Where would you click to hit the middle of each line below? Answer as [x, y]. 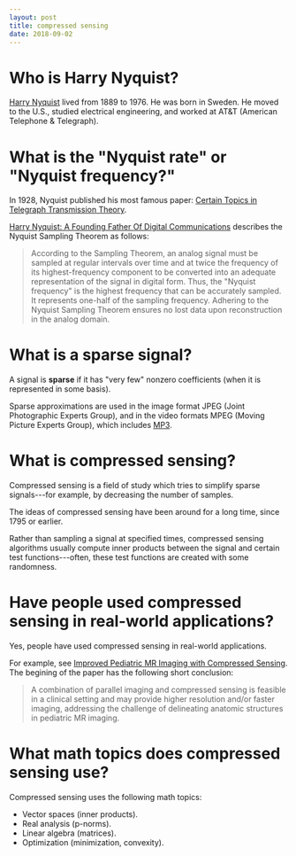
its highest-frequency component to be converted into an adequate [153, 272]
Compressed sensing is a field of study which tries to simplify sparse [135, 486]
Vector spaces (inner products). [80, 814]
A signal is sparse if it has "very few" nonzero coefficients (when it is [135, 380]
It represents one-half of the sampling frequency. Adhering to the [150, 300]
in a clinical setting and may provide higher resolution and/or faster [153, 699]
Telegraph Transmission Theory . [68, 210]
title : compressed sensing [59, 26]
